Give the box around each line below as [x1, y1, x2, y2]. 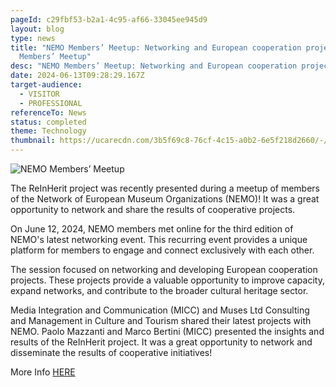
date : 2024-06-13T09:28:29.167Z [10, 71, 145, 81]
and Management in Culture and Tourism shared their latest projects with [10, 315, 312, 326]
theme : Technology [10, 126, 87, 136]
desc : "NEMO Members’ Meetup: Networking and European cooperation [10, 61, 298, 71]
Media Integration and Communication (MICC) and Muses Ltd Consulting [10, 304, 310, 316]
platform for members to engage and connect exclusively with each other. [10, 244, 315, 256]
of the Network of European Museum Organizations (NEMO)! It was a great [10, 193, 320, 205]
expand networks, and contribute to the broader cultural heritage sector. [10, 285, 309, 296]
